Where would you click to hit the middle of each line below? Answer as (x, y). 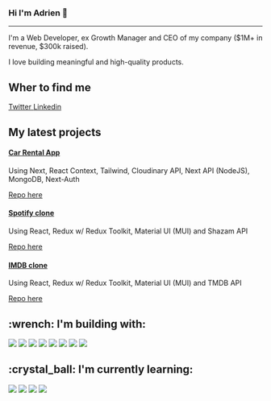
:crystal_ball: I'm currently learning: (101, 370)
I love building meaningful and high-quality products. (96, 62)
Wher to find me (50, 87)
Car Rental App (34, 153)
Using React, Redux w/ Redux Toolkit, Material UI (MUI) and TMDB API (125, 283)
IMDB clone (28, 265)
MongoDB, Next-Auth (44, 179)
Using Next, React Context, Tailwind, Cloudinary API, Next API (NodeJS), (129, 170)
